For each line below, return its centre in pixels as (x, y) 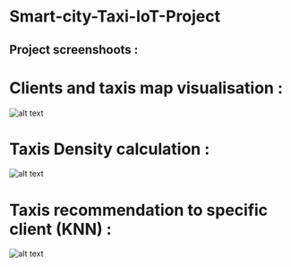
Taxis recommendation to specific (139, 210)
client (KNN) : (60, 229)
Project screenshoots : (74, 50)
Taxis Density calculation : (110, 149)
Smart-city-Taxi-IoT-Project (115, 17)
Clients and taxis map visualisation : (146, 88)
